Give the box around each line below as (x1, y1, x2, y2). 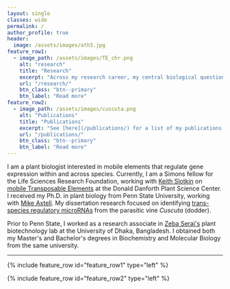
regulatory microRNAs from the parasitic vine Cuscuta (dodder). (30, 206, 212, 214)
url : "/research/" (19, 80, 72, 87)
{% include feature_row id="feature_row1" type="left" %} (7, 261, 169, 269)
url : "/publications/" (19, 131, 84, 138)
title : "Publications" (19, 118, 84, 125)
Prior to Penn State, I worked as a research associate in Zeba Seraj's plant (7, 220, 216, 227)
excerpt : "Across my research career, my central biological (19, 73, 197, 81)
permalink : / (7, 23, 44, 29)
